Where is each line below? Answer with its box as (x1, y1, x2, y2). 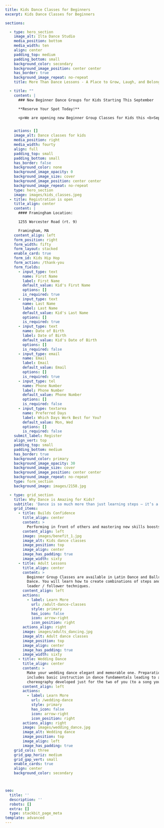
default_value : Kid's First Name (22, 283, 91, 288)
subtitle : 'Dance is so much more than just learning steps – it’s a (14, 501, 159, 507)
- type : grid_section (9, 492, 54, 497)
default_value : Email (22, 365, 67, 370)
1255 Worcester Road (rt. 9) (18, 219, 78, 224)
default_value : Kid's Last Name (22, 310, 89, 315)
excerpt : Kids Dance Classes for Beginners (5, 12, 95, 17)
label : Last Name (22, 306, 58, 310)
